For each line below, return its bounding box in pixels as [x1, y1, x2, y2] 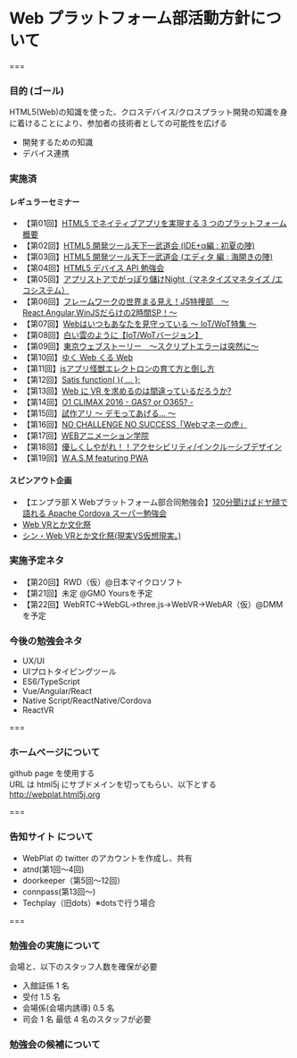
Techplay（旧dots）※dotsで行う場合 [21, 897, 156, 908]
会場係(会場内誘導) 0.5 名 [21, 1003, 115, 1013]
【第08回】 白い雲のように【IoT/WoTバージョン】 [21, 330, 203, 341]
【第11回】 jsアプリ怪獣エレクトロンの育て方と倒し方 [21, 363, 215, 374]
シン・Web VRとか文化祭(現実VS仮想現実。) [21, 529, 182, 541]
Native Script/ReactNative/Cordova [21, 695, 152, 707]
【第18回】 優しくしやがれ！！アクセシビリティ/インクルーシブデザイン [21, 442, 283, 453]
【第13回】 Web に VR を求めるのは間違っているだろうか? [21, 385, 232, 396]
